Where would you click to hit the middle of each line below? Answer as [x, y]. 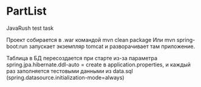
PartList [26, 11]
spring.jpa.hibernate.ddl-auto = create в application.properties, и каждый [99, 64]
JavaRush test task [30, 28]
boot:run [17, 46]
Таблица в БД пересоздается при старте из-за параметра [82, 58]
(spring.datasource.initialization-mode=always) [65, 77]
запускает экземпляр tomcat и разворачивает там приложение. [112, 46]
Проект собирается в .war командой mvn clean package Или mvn [91, 40]
